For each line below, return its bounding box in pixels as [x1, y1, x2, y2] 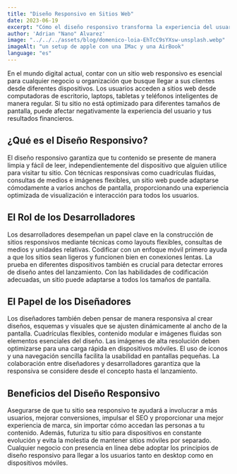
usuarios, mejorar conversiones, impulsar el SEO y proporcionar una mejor [7, 414, 224, 422]
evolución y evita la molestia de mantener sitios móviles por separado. [7, 436, 212, 445]
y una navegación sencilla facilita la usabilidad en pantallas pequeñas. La [7, 352, 220, 360]
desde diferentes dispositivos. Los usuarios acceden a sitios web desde [7, 84, 217, 93]
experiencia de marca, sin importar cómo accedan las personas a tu [7, 421, 205, 429]
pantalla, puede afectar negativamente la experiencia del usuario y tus [7, 107, 212, 115]
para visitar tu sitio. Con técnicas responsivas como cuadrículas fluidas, [7, 168, 217, 177]
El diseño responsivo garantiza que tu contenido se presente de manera [7, 153, 217, 162]
